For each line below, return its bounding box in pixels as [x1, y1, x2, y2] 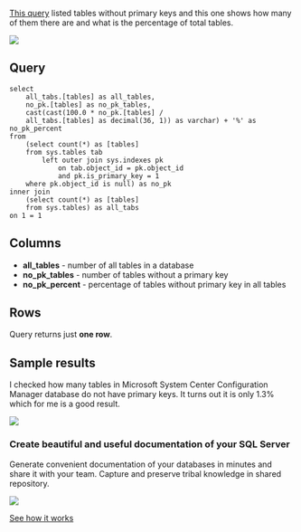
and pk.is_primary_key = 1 [57, 171, 160, 180]
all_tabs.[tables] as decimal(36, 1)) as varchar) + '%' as [25, 116, 257, 125]
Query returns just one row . [9, 329, 113, 340]
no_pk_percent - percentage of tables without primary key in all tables [22, 279, 287, 290]
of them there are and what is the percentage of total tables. [9, 17, 233, 28]
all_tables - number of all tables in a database [22, 260, 194, 271]
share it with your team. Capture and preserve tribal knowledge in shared [9, 468, 282, 479]
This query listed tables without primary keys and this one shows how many [9, 8, 292, 18]
